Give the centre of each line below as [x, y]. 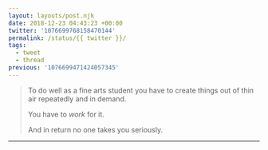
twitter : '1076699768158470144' [62, 30]
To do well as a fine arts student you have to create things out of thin [140, 90]
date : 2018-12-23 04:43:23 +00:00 [66, 23]
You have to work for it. [66, 114]
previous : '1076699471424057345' [64, 68]
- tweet [28, 53]
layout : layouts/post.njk [51, 16]
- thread [30, 61]
